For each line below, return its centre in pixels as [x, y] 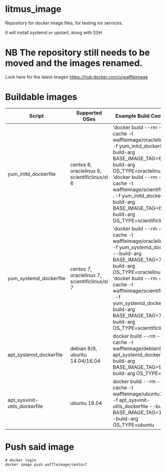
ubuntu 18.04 [86, 403]
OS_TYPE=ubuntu [133, 425]
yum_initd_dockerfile [32, 174]
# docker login [21, 460]
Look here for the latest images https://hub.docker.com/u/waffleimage [77, 77]
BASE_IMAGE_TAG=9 [137, 367]
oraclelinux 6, [86, 171]
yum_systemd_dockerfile [37, 278]
